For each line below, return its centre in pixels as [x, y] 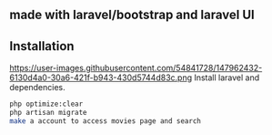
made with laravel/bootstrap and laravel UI [132, 15]
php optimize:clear [46, 104]
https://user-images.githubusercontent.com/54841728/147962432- [136, 68]
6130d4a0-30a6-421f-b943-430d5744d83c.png [101, 78]
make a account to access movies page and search [106, 121]
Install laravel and [227, 78]
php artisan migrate [49, 113]
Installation [42, 46]
